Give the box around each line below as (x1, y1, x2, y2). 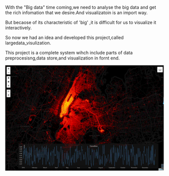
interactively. (5, 25, 32, 31)
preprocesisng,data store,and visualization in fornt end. (5, 55, 120, 61)
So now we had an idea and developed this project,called (5, 35, 124, 40)
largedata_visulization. (5, 40, 51, 46)
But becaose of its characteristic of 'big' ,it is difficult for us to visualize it (5, 20, 156, 25)
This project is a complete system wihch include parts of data (5, 50, 133, 55)
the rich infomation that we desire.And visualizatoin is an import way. (5, 10, 148, 16)
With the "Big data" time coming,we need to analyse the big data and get (5, 5, 156, 10)
